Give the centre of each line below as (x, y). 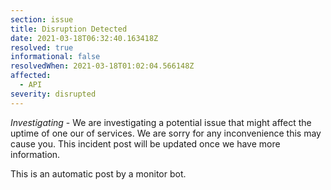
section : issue (42, 19)
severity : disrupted (53, 94)
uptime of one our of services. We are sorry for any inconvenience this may (166, 133)
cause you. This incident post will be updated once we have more (145, 143)
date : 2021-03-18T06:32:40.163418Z (84, 38)
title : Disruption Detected (69, 29)
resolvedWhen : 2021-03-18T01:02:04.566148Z (102, 66)
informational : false (55, 57)
